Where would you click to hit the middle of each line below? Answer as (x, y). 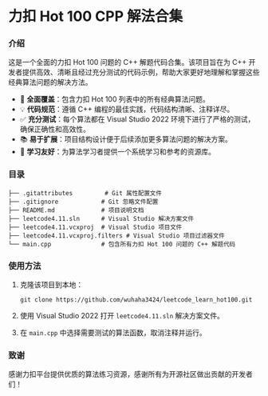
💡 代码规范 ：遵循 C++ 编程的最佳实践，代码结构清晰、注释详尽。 (127, 110)
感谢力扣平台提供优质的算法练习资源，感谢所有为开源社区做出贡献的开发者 (130, 374)
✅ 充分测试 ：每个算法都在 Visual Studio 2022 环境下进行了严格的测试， (137, 119)
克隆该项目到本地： (51, 285)
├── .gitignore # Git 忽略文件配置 (83, 202)
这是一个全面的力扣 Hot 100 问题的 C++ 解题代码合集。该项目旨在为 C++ (128, 62)
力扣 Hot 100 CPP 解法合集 (96, 16)
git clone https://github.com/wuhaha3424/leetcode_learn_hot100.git (136, 300)
